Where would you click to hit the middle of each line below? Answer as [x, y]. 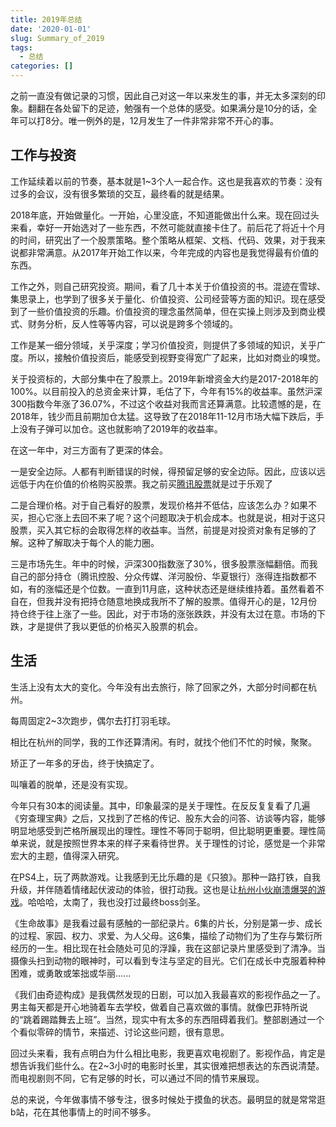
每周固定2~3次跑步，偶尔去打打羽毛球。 [93, 720]
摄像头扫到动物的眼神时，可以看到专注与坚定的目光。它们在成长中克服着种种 [168, 960]
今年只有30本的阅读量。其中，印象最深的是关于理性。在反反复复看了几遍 [160, 805]
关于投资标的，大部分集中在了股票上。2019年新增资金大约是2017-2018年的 [164, 378]
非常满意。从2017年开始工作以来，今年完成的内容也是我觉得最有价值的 [173, 252]
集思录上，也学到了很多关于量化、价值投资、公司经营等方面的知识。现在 [159, 298]
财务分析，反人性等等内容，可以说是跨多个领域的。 [132, 323]
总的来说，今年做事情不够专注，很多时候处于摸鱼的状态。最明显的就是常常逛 [168, 1099]
